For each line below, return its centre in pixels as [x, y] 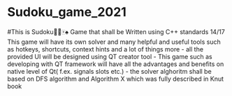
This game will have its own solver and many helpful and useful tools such [114, 42]
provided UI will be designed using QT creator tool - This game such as [110, 56]
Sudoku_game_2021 [67, 12]
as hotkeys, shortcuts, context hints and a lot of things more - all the [106, 49]
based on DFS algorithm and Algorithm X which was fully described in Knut [116, 79]
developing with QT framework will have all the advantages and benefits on [116, 64]
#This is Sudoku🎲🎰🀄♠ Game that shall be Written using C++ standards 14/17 [116, 31]
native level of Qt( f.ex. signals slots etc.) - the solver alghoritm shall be [109, 71]
